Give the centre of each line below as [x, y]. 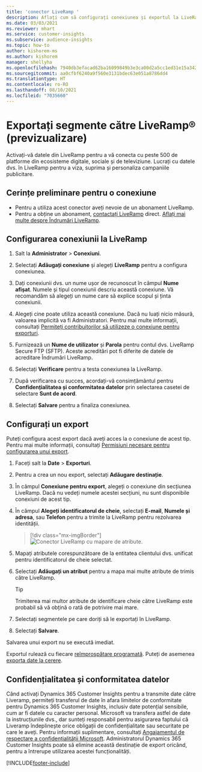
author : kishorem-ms [32, 51]
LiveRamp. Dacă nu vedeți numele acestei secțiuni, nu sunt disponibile [102, 493]
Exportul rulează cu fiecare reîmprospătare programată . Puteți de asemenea [100, 654]
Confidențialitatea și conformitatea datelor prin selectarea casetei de [102, 387]
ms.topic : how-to [28, 46]
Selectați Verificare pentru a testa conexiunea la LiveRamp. [89, 369]
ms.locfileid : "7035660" [37, 96]
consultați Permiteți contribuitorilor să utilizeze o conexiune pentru [97, 327]
